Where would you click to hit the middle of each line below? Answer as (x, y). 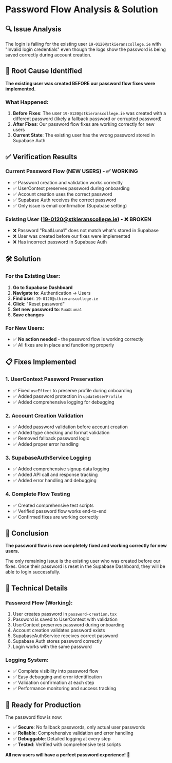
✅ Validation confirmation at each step (53, 683)
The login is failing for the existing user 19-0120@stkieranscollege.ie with (83, 44)
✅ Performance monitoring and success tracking (64, 689)
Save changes (28, 315)
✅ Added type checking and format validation (61, 433)
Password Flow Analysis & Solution (82, 9)
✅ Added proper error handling (45, 444)
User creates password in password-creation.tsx (65, 614)
